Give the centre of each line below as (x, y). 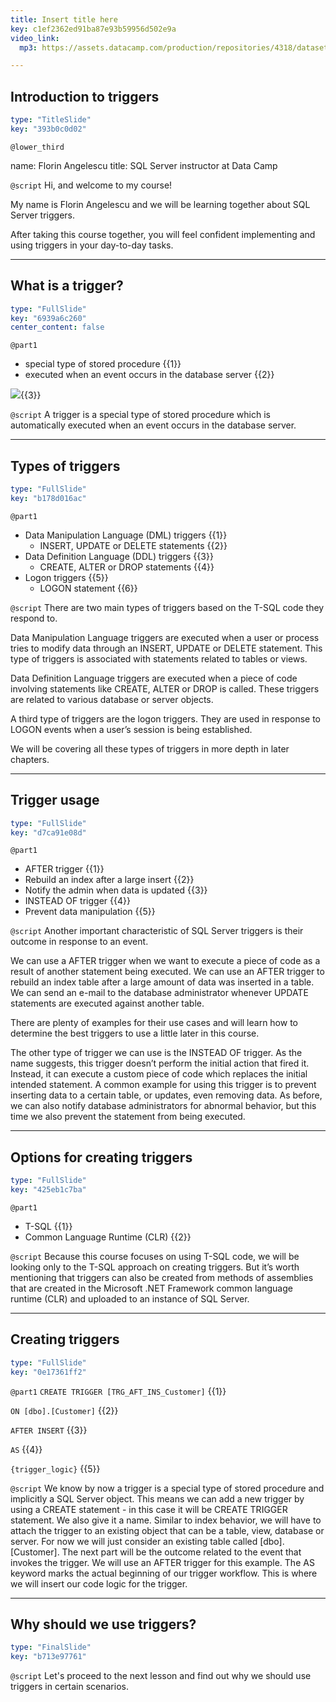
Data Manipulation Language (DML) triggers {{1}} (126, 535)
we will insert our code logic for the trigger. (99, 1583)
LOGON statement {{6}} (88, 588)
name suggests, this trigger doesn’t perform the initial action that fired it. (160, 1063)
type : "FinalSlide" (51, 1647)
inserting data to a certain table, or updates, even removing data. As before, (166, 1095)
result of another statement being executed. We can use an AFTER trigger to (167, 972)
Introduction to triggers (85, 96)
